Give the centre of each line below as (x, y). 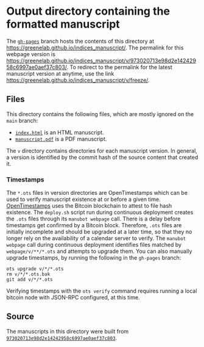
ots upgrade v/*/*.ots (35, 269)
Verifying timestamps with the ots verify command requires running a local (102, 291)
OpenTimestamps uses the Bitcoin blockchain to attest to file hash (89, 206)
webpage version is (31, 54)
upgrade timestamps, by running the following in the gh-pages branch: (94, 258)
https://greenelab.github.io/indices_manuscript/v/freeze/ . (78, 80)
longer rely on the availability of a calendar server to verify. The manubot (96, 238)
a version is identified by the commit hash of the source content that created (102, 157)
